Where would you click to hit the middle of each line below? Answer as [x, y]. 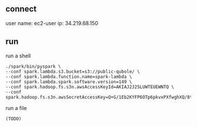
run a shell [18, 56]
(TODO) [14, 119]
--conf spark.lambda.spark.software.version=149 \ [69, 82]
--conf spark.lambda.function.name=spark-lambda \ [69, 77]
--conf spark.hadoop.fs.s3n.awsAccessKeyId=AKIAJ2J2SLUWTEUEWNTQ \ [90, 87]
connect [21, 9]
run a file [16, 108]
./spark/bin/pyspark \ [33, 66]
